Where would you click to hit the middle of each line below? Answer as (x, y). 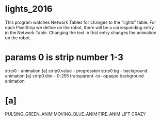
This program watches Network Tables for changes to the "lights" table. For (81, 22)
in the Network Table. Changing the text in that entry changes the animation (81, 32)
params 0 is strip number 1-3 (64, 57)
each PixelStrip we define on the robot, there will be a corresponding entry (80, 27)
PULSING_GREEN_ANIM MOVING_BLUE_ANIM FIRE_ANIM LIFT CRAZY (76, 114)
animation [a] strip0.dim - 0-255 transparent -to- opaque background (74, 76)
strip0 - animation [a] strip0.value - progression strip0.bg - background (76, 71)
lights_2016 (29, 9)
